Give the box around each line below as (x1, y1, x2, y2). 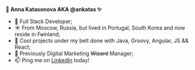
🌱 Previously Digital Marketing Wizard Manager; (14, 50, 134, 57)
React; (14, 43, 31, 51)
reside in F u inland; (14, 31, 61, 37)
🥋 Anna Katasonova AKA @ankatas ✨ (5, 6, 102, 13)
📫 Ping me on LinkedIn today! (14, 57, 90, 63)
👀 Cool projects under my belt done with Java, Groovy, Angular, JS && (14, 37, 189, 44)
